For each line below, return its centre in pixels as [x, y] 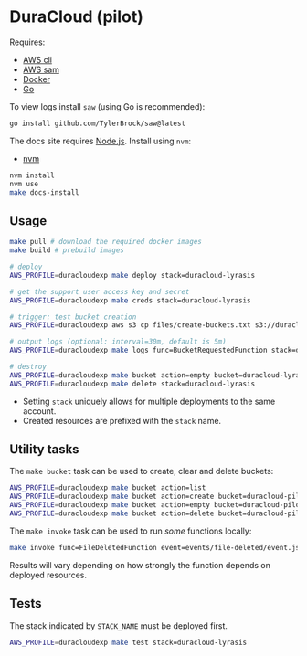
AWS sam [41, 69]
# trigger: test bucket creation [73, 317]
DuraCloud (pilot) [76, 17]
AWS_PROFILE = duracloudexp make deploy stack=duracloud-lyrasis [132, 275]
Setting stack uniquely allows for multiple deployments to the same [149, 401]
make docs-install [44, 192]
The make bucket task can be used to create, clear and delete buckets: [142, 471]
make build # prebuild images [67, 250]
